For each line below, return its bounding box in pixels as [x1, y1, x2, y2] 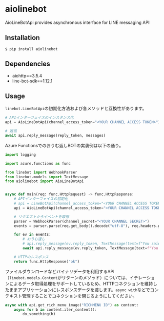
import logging [5, 152, 36, 157]
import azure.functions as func [5, 161, 71, 166]
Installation [5, 34, 40, 42]
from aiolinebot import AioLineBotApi [5, 179, 84, 184]
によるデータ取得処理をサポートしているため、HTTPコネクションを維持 [9, 281, 153, 286]
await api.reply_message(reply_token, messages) [5, 133, 106, 138]
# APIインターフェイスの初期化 [14, 196, 68, 202]
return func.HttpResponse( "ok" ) [14, 259, 80, 264]
